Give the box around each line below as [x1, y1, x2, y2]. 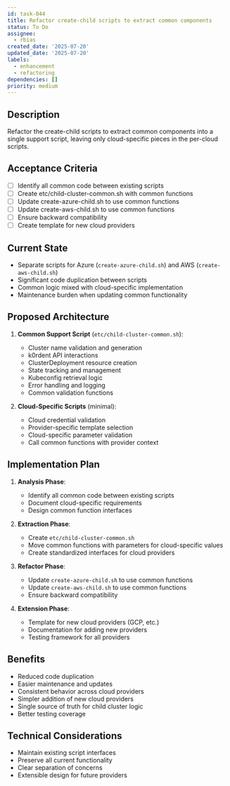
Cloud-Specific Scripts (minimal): [17, 402, 117, 410]
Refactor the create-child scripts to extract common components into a [7, 128, 213, 136]
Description [7, 109, 60, 121]
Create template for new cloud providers [17, 221, 135, 230]
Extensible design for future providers [17, 771, 128, 780]
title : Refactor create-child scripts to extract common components [7, 17, 212, 24]
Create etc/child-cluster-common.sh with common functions [17, 189, 193, 197]
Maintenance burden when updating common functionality [17, 290, 188, 300]
